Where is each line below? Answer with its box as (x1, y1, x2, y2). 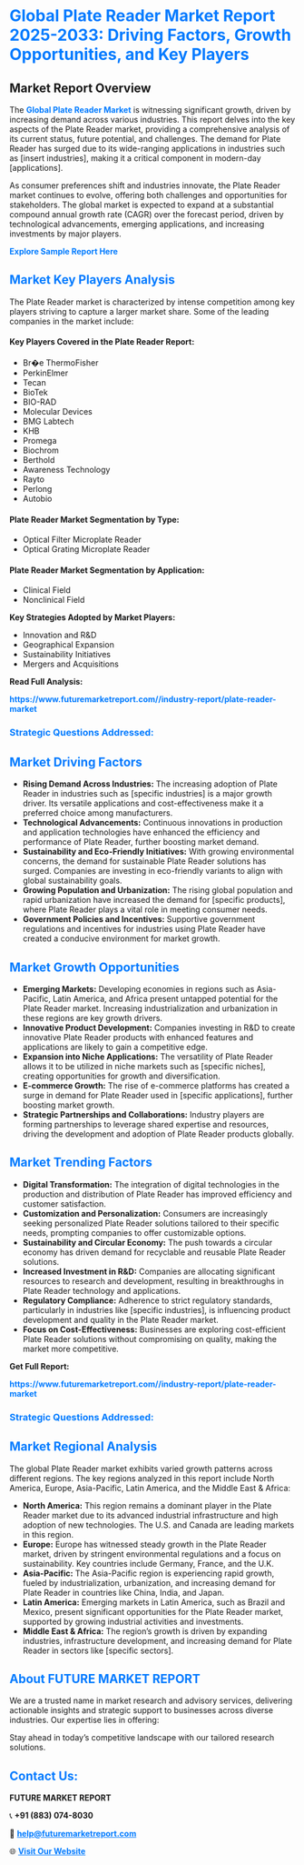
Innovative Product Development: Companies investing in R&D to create (22, 1022, 296, 1033)
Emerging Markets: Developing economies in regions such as (22, 983, 255, 994)
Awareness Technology (22, 465, 111, 476)
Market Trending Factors (9, 1155, 152, 1170)
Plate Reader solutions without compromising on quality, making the (22, 1333, 277, 1344)
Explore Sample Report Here (9, 246, 118, 256)
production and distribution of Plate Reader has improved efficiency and (22, 1188, 292, 1199)
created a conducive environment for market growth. (22, 933, 221, 944)
